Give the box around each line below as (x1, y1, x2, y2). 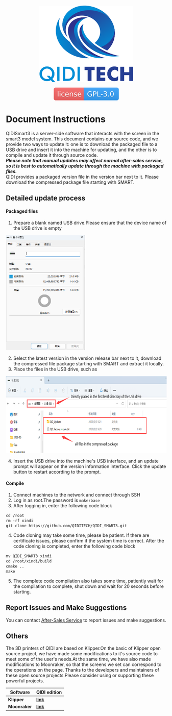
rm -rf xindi (6, 518, 34, 523)
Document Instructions (6, 113, 106, 125)
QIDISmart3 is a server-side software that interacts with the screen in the (6, 130, 160, 136)
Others (6, 631, 29, 640)
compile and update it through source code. (6, 152, 99, 158)
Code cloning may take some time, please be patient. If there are (13, 532, 150, 538)
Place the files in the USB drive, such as (13, 366, 97, 372)
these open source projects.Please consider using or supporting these (6, 672, 154, 679)
